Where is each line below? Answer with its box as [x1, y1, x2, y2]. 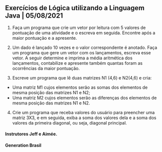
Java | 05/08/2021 [5, 12, 63, 20]
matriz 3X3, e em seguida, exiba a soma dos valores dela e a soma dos [12, 115, 157, 121]
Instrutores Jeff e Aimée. [5, 131, 58, 137]
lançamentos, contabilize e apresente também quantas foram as [12, 60, 143, 66]
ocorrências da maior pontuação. [12, 65, 80, 71]
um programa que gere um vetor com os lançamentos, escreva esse [12, 50, 151, 55]
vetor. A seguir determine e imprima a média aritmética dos [12, 55, 133, 61]
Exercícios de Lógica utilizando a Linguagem [5, 4, 145, 12]
